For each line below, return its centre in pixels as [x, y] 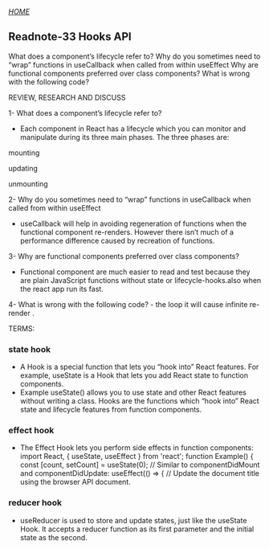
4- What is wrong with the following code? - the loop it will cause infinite [128, 304]
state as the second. [54, 537]
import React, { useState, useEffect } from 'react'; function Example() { [137, 457]
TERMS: [22, 328]
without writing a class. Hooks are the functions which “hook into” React [139, 401]
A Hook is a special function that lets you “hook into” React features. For [139, 367]
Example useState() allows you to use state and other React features [133, 392]
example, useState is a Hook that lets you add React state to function [134, 375]
